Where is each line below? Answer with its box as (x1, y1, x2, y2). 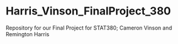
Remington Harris (5, 30, 50, 37)
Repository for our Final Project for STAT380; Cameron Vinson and (5, 24, 173, 31)
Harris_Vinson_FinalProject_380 (5, 4, 171, 18)
